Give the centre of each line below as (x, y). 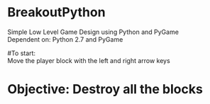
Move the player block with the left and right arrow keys (89, 60)
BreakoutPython (56, 12)
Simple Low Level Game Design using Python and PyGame (93, 32)
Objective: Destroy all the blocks (105, 89)
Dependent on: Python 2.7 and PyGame (65, 39)
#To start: (22, 53)
